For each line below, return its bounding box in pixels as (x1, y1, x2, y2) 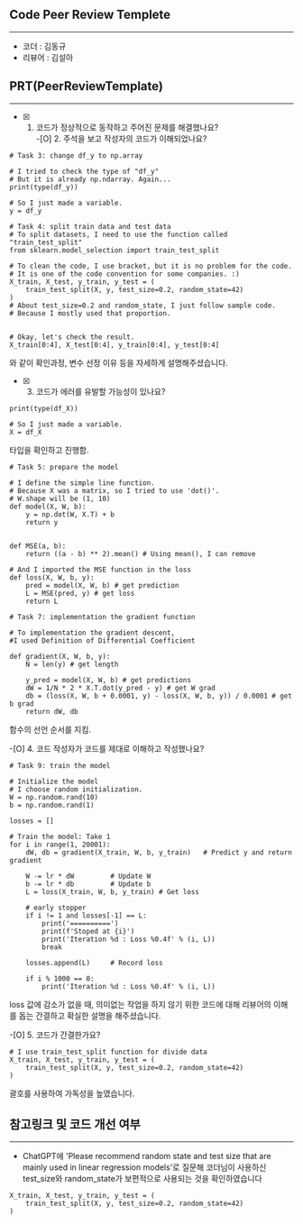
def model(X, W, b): (9, 502, 87, 511)
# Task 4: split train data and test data (9, 222, 171, 231)
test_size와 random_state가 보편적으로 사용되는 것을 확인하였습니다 (22, 1174, 263, 1184)
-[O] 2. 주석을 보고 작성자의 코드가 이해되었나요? (35, 132, 207, 143)
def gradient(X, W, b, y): (9, 652, 111, 661)
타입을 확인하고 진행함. (9, 444, 89, 455)
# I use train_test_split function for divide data (9, 1047, 207, 1056)
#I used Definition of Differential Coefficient (9, 635, 196, 645)
